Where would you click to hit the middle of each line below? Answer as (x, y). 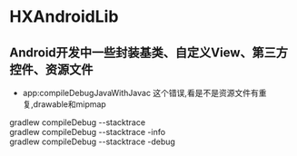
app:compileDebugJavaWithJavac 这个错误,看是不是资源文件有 (140, 93)
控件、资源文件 (51, 69)
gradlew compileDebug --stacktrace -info (88, 132)
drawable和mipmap (69, 104)
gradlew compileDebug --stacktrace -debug (92, 141)
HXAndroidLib (64, 17)
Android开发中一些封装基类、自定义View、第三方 (149, 52)
